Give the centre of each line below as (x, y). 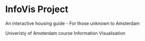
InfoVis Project (37, 9)
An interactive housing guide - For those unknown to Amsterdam (72, 23)
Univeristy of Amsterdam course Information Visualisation (65, 33)
